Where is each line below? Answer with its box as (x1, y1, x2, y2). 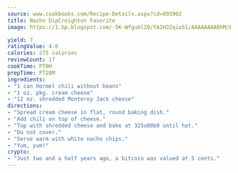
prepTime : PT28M (7, 69, 55, 77)
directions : (7, 102, 42, 110)
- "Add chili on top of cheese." (7, 116, 106, 123)
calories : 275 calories (7, 50, 78, 57)
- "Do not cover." (7, 128, 62, 135)
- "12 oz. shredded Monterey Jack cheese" (7, 96, 135, 103)
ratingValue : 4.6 (7, 43, 59, 50)
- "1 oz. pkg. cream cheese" (7, 89, 93, 96)
